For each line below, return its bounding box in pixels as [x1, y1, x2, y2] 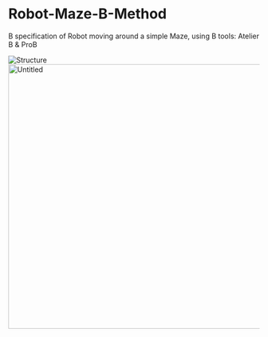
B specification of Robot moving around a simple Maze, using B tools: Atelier [8, 31, 259, 41]
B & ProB [8, 39, 37, 49]
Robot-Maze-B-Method [8, 5, 167, 23]
